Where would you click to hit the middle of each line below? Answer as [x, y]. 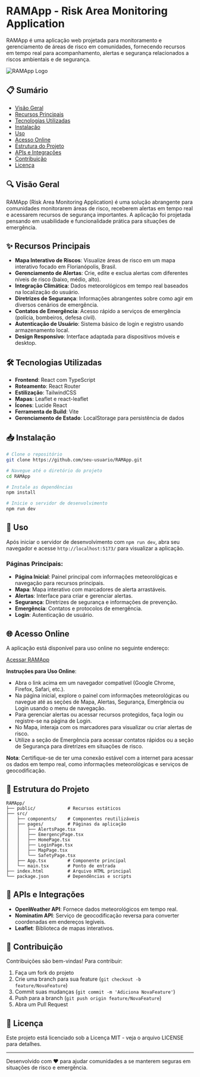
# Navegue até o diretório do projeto [54, 470]
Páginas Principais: [35, 564]
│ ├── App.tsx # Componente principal [66, 861]
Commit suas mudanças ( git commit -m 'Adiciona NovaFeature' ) [95, 992]
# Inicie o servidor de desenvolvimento [57, 503]
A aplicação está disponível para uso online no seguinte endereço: [88, 648]
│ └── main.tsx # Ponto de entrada [61, 866]
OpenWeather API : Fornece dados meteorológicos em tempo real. [96, 909]
